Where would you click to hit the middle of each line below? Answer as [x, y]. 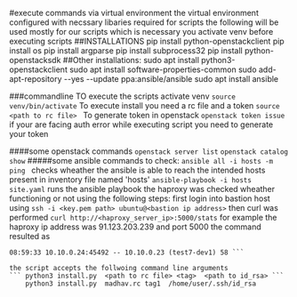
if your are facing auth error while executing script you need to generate [141, 124]
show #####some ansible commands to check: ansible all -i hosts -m [141, 161]
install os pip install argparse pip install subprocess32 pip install [126, 51]
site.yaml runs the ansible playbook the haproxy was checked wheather [142, 189]
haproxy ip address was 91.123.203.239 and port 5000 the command [136, 227]
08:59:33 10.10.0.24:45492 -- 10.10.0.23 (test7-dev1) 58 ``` [127, 253]
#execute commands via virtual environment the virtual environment [134, 13]
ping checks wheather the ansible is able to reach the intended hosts [137, 170]
